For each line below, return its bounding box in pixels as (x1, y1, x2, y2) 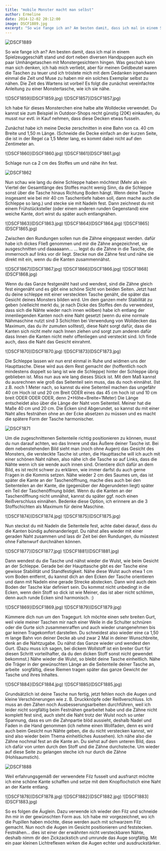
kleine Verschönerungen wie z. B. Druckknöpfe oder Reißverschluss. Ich (5, 696, 153, 702)
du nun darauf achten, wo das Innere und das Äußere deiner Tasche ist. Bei (5, 441, 159, 447)
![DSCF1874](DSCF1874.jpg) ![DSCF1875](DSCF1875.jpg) (5, 513, 121, 519)
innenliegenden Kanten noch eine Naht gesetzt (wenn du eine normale (5, 313, 149, 319)
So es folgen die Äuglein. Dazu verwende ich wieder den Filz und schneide (5, 808, 158, 814)
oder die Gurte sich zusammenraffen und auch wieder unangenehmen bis (5, 624, 156, 630)
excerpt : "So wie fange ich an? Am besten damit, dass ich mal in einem (5, 26, 158, 31)
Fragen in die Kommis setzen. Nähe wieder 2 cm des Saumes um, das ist (5, 472, 154, 478)
